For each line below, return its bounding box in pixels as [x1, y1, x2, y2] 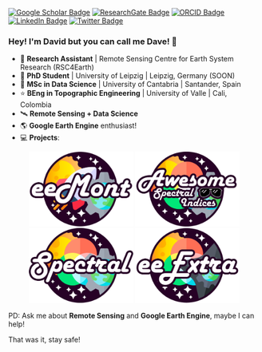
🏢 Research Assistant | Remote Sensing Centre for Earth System [19, 54, 234, 64]
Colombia [19, 100, 52, 109]
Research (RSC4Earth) [19, 62, 94, 72]
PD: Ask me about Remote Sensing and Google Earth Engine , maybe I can [8, 311, 255, 321]
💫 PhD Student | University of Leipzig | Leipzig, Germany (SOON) [19, 71, 236, 81]
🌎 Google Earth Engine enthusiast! [19, 121, 137, 131]
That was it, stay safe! [8, 335, 81, 345]
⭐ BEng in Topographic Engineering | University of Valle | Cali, [19, 89, 228, 98]
